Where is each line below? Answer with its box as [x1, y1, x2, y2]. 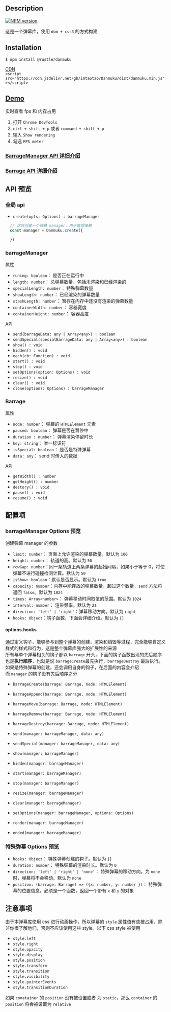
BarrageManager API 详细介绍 [5, 152, 80, 159]
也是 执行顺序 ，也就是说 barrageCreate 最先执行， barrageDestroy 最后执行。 [5, 658, 163, 664]
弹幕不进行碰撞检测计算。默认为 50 [12, 570, 86, 576]
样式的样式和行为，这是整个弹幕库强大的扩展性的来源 [5, 645, 117, 651]
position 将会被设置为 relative [5, 1001, 71, 1007]
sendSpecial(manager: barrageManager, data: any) [12, 741, 121, 747]
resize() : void [12, 375, 47, 380]
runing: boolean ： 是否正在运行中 [12, 272, 84, 278]
